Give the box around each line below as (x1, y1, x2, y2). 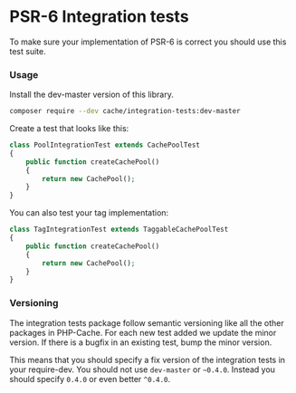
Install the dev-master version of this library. (9, 89, 174, 101)
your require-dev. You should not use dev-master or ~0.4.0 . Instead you (9, 364, 276, 375)
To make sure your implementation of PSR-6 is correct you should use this (9, 36, 287, 47)
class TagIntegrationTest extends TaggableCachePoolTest (9, 225, 229, 235)
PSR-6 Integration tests (9, 6, 189, 27)
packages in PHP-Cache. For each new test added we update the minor (9, 327, 277, 338)
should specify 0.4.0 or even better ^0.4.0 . (9, 373, 171, 384)
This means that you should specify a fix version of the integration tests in (9, 354, 286, 365)
